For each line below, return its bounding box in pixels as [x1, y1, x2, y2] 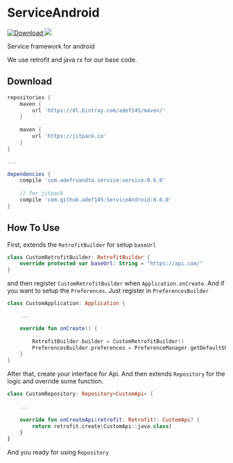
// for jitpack [19, 190, 64, 197]
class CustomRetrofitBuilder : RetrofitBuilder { [7, 254, 150, 261]
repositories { [7, 94, 51, 101]
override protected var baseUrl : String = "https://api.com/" [19, 260, 203, 268]
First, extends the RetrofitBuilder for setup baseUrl [7, 241, 157, 249]
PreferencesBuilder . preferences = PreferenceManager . [32, 344, 191, 351]
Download [7, 76, 52, 87]
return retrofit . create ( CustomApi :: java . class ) [32, 423, 172, 430]
